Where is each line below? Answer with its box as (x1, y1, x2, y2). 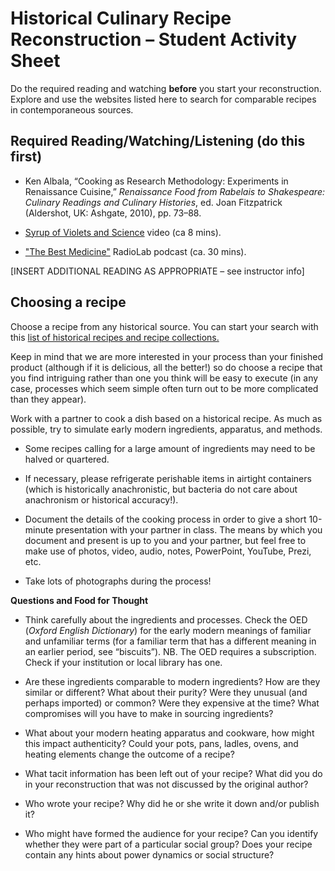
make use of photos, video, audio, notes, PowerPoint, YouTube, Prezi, (24, 545, 312, 557)
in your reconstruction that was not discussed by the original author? (24, 778, 309, 790)
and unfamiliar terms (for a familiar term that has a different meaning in (24, 635, 317, 647)
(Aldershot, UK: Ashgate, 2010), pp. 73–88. (24, 207, 202, 219)
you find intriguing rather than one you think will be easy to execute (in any (10, 372, 319, 384)
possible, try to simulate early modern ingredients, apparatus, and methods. (10, 423, 323, 435)
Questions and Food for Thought (10, 594, 149, 606)
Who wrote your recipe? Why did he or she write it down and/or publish (24, 797, 320, 809)
